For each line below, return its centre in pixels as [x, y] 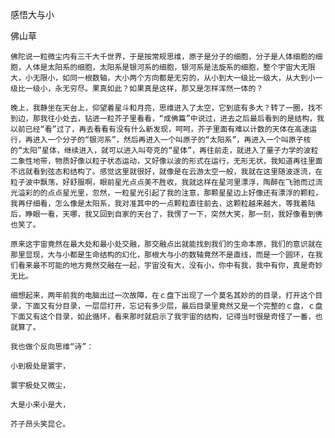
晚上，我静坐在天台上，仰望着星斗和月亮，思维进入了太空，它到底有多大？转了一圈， [159, 108]
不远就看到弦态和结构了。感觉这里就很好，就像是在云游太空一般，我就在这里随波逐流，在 [166, 172]
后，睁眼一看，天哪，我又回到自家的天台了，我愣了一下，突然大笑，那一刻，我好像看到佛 [166, 214]
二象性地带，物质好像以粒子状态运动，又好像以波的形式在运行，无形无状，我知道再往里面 [166, 161]
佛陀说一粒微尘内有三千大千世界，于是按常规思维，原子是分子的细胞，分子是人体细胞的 [163, 57]
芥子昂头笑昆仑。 [40, 424]
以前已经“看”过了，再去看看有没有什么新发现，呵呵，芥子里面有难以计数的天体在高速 [160, 129]
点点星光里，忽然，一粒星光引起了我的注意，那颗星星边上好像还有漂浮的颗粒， [185, 193]
